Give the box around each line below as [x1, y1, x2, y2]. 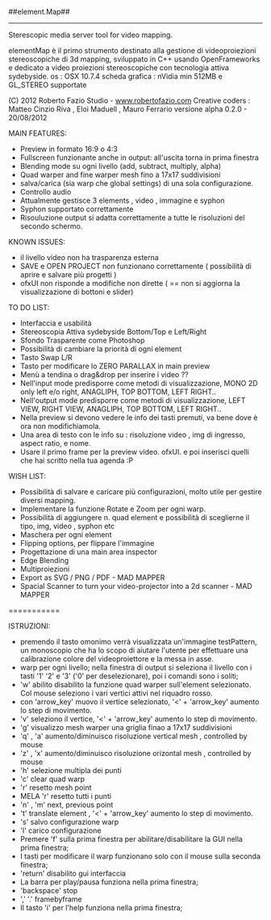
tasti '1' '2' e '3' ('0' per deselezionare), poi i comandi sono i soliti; [19, 671, 239, 681]
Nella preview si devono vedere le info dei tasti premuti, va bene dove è [19, 413, 258, 422]
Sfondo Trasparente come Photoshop [19, 335, 145, 345]
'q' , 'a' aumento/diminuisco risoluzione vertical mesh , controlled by [19, 731, 248, 741]
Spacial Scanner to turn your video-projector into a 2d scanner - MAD [19, 582, 252, 590]
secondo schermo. [19, 221, 83, 231]
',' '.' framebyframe [19, 894, 82, 904]
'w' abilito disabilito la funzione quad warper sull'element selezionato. [19, 680, 252, 689]
